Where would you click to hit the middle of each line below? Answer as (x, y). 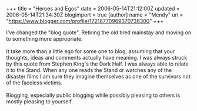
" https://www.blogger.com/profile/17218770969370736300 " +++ (85, 21)
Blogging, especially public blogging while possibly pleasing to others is (93, 95)
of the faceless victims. (34, 83)
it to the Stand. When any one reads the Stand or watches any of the (89, 70)
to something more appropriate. (45, 39)
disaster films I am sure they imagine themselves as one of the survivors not (98, 76)
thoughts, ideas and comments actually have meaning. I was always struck (97, 58)
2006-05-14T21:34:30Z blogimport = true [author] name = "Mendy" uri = (95, 15)
